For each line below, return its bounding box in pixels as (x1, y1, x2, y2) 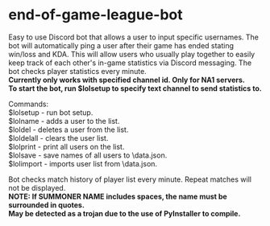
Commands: (8, 99, 49, 109)
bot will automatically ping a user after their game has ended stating (8, 40, 235, 50)
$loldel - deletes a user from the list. (8, 125, 129, 134)
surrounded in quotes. (8, 199, 85, 210)
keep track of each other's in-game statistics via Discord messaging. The (8, 58, 252, 68)
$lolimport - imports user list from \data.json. (8, 158, 158, 168)
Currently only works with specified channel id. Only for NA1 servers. (8, 75, 246, 84)
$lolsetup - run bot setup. (8, 107, 93, 117)
